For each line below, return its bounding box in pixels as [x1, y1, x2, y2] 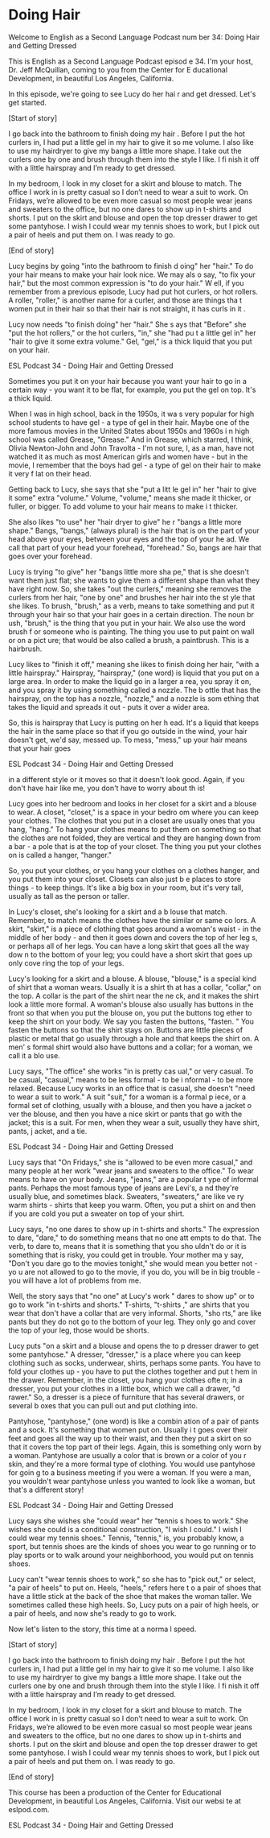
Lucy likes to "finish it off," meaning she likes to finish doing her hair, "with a [8, 659, 260, 669]
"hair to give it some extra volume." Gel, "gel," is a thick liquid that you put [8, 336, 253, 346]
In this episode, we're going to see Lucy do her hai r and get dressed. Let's [8, 89, 256, 98]
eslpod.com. [8, 1804, 50, 1814]
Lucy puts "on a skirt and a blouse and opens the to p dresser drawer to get [8, 1341, 260, 1350]
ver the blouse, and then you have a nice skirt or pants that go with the [8, 1109, 243, 1119]
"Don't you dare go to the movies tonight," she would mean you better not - [8, 1258, 258, 1268]
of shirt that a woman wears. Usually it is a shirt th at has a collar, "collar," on [8, 982, 262, 991]
